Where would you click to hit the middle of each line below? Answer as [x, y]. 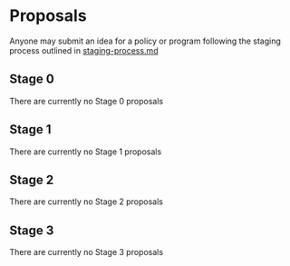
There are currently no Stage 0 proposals [87, 101]
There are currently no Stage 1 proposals [86, 152]
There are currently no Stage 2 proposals [86, 202]
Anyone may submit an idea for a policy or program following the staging [145, 41]
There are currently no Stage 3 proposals [87, 252]
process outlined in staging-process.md [84, 50]
